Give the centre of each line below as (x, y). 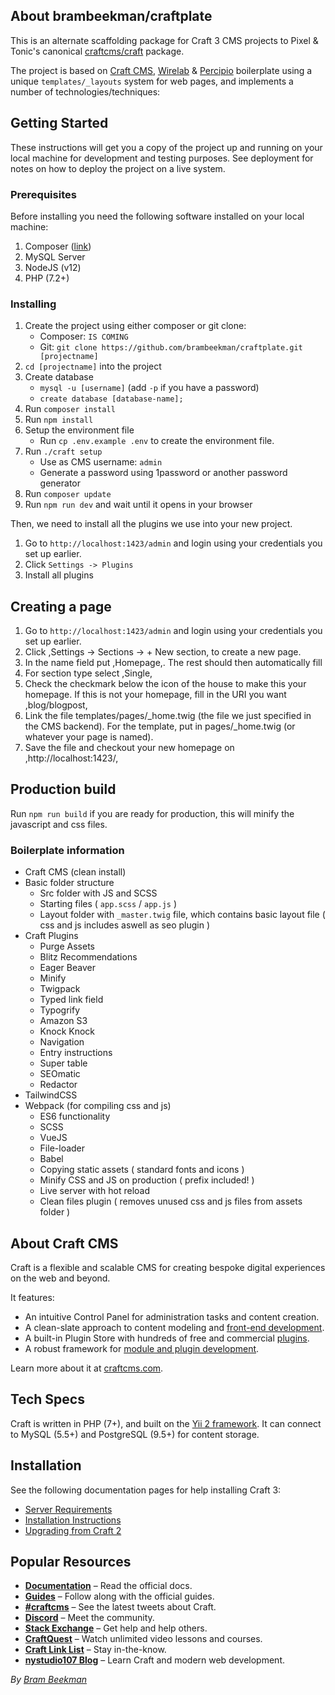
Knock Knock (67, 1031)
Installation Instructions (73, 1520)
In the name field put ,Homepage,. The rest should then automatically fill (173, 663)
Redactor (58, 1085)
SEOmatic (60, 1074)
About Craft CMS (64, 1243)
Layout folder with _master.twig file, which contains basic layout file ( (182, 915)
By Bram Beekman (49, 1680)
